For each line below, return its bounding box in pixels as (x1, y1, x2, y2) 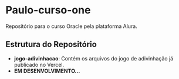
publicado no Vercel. (13, 61, 65, 68)
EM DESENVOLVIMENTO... (13, 67, 80, 74)
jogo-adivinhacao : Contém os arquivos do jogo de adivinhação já (13, 55, 174, 62)
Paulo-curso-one (5, 3, 91, 17)
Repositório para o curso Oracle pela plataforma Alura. (5, 23, 137, 30)
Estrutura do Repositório (5, 39, 97, 49)
